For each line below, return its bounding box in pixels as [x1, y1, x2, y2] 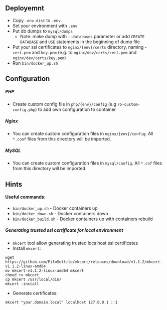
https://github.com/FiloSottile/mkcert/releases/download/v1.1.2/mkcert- [5, 259, 163, 264]
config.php [12, 107, 36, 112]
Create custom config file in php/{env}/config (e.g [12, 101, 117, 107]
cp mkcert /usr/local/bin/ [5, 277, 62, 282]
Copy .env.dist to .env [12, 17, 61, 23]
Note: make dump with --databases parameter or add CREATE [20, 33, 145, 39]
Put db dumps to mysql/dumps [12, 28, 73, 34]
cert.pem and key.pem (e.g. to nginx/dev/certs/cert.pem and [12, 49, 137, 55]
